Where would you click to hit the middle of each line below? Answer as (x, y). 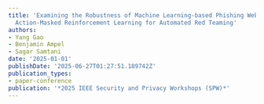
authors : (22, 30)
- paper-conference (40, 81)
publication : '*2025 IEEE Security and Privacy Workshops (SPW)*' (119, 88)
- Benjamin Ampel (37, 45)
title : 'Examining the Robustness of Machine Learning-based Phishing (126, 15)
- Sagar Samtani (35, 52)
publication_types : (40, 74)
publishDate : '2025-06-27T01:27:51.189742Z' (82, 66)
